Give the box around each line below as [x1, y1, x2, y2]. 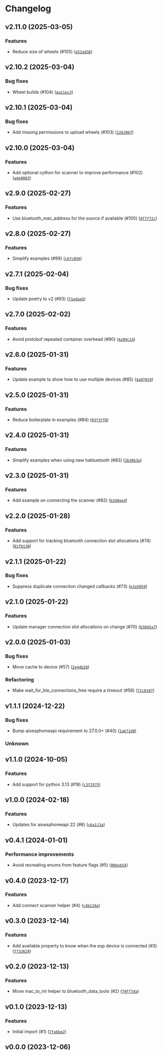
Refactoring [5, 676, 35, 683]
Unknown [5, 740, 29, 747]
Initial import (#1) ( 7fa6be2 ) [12, 1028, 67, 1034]
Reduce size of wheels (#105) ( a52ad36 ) [12, 48, 93, 54]
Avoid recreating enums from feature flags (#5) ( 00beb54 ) [12, 862, 128, 868]
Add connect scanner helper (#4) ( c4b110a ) [12, 902, 100, 908]
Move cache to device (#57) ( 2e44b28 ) [12, 664, 90, 670]
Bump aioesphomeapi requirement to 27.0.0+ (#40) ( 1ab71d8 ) [12, 728, 137, 734]
